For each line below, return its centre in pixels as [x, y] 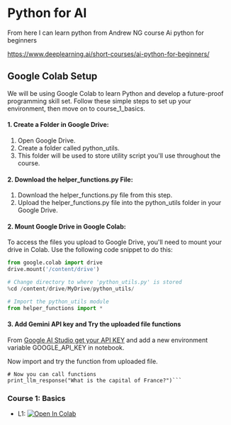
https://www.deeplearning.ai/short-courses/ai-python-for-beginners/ [108, 54]
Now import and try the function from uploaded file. [83, 361]
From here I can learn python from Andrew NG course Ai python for [106, 33]
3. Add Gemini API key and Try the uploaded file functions [94, 324]
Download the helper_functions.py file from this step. [95, 195]
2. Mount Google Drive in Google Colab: [67, 226]
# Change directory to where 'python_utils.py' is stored [95, 282]
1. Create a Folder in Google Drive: [58, 125]
